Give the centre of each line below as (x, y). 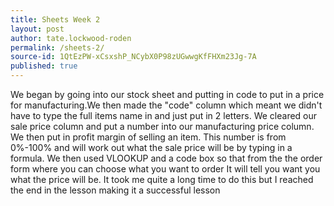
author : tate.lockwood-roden (71, 38)
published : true (44, 66)
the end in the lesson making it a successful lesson (115, 190)
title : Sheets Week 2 (55, 19)
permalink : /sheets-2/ (57, 47)
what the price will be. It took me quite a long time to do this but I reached (162, 179)
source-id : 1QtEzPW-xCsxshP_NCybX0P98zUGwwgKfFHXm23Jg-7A (133, 57)
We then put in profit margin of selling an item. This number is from (148, 137)
